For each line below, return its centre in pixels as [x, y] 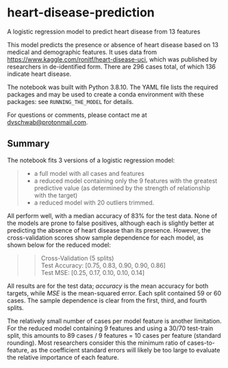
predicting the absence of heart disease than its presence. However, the [109, 230]
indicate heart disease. [39, 74]
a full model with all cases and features [89, 173]
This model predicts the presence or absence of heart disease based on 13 [113, 44]
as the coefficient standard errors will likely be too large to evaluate [125, 350]
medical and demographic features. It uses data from [82, 52]
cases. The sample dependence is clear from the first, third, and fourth [107, 300]
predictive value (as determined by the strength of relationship [122, 188]
